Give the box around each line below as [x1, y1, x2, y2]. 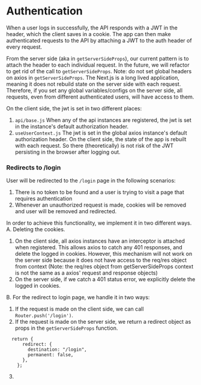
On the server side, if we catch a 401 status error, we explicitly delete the [14, 276, 196, 283]
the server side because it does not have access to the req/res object [14, 256, 187, 264]
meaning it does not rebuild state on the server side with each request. [6, 80, 181, 88]
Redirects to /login [6, 163, 61, 172]
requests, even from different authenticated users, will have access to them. [6, 93, 194, 100]
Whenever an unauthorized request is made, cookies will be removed [14, 201, 187, 208]
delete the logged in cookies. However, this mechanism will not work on [14, 250, 193, 258]
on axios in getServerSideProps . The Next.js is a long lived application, [6, 74, 180, 81]
